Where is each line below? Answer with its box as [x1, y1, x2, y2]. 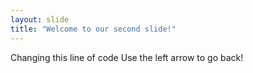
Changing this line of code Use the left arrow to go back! [10, 51, 244, 63]
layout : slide [10, 14, 70, 25]
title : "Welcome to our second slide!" [10, 24, 177, 34]
